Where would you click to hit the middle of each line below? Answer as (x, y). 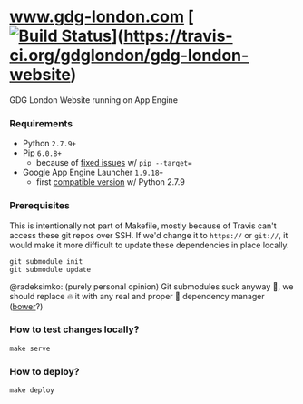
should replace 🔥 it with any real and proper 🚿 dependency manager (137, 296)
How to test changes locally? (74, 329)
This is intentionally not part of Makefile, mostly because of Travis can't (143, 226)
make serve (30, 348)
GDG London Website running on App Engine (94, 100)
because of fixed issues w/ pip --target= (114, 163)
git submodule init (46, 261)
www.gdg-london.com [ (102, 17)
